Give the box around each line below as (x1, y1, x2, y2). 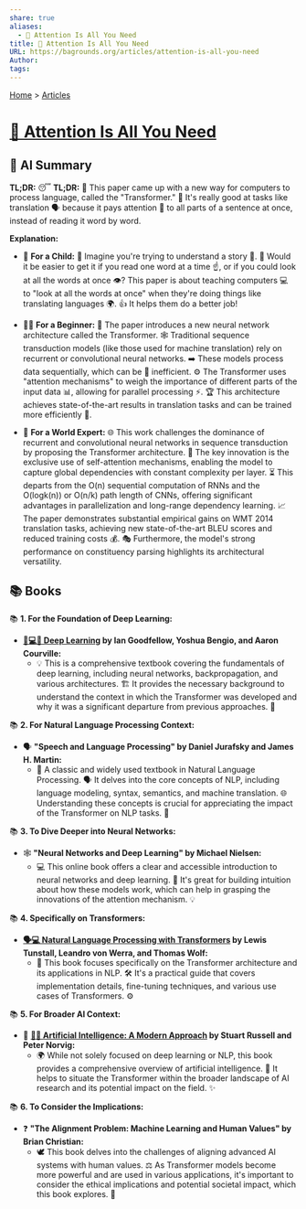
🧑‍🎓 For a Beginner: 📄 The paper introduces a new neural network (22, 319, 269, 330)
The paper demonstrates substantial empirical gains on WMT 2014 (22, 513, 274, 524)
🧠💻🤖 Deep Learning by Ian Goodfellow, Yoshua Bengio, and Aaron (22, 635, 279, 646)
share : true (9, 13, 55, 23)
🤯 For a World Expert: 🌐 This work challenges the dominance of (22, 426, 265, 437)
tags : (9, 65, 30, 74)
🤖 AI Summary (9, 157, 93, 174)
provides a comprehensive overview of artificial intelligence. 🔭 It (36, 1063, 279, 1074)
